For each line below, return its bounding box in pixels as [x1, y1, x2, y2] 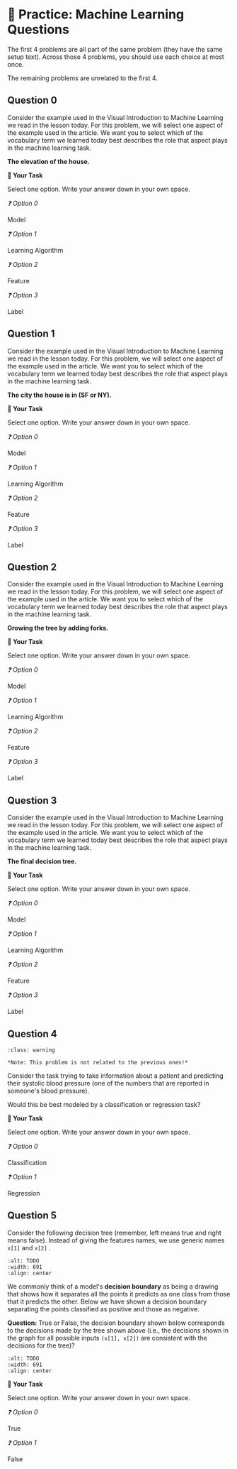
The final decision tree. [7, 857, 77, 865]
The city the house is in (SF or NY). [7, 391, 112, 399]
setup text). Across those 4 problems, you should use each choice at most [7, 53, 224, 61]
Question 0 [7, 94, 58, 107]
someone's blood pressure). [7, 1086, 90, 1095]
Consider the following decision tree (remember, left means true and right [7, 1228, 221, 1237]
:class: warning [7, 1047, 55, 1054]
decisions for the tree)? [7, 1341, 76, 1350]
